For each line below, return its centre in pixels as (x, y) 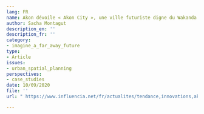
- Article (19, 57)
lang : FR (17, 12)
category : (19, 40)
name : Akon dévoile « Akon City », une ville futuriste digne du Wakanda (102, 18)
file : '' (17, 91)
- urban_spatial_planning (39, 68)
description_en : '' (31, 29)
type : (13, 52)
